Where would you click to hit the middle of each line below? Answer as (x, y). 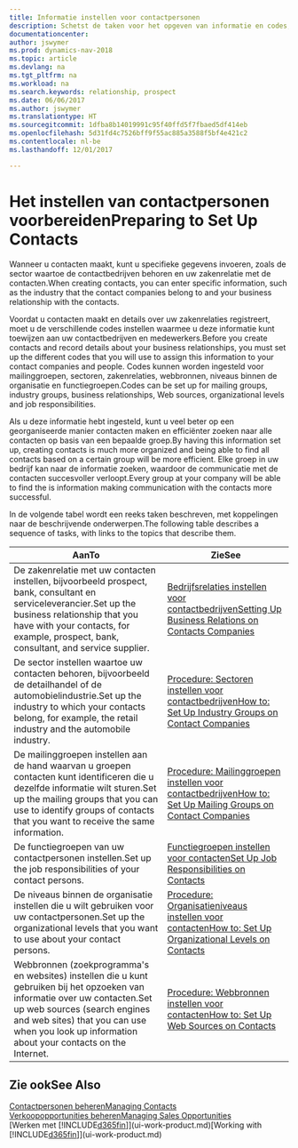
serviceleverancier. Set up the (75, 603)
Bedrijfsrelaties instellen (217, 586)
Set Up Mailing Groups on (221, 804)
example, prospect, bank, (67, 637)
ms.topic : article (43, 59)
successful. (30, 497)
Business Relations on (213, 620)
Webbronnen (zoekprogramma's (81, 964)
